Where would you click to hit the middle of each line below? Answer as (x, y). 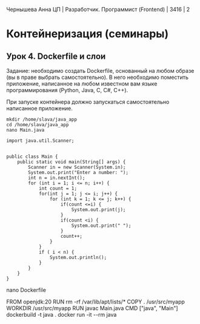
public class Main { (32, 157)
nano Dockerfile (26, 290)
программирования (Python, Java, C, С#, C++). (67, 90)
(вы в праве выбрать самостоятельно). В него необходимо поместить (98, 77)
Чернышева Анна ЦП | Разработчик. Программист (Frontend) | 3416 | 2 (98, 9)
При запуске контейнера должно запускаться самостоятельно (88, 102)
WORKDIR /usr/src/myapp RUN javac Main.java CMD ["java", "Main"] (92, 308)
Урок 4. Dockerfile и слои (56, 56)
